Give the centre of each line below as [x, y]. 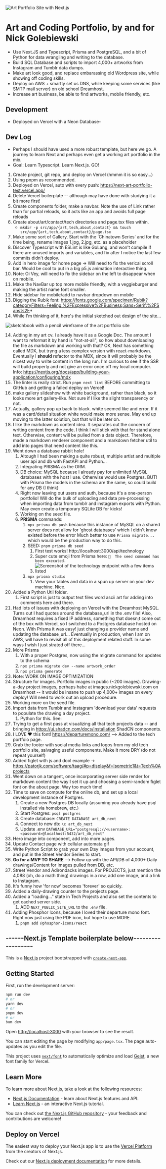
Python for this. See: [41, 718]
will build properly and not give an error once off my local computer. [82, 366]
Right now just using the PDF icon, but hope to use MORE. [72, 917]
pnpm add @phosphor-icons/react [53, 923]
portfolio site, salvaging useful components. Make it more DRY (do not [84, 750]
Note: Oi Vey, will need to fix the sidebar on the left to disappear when [84, 274]
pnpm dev [15, 1013]
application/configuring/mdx [42, 377]
